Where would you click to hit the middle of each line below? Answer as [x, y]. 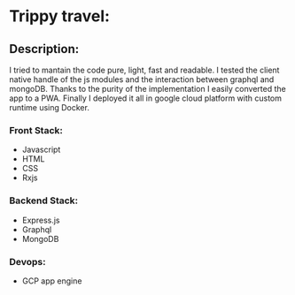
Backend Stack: [44, 200]
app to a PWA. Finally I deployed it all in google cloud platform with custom [145, 98]
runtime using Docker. [50, 107]
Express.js [41, 220]
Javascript [41, 150]
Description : [44, 49]
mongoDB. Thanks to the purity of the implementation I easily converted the [147, 89]
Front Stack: [36, 130]
